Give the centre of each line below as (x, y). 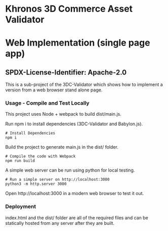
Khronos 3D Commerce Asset (69, 9)
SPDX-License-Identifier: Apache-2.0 (66, 72)
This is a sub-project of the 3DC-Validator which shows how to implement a (84, 85)
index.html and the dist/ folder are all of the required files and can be (77, 218)
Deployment (21, 207)
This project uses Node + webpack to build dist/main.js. (63, 114)
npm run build (20, 161)
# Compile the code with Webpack (40, 156)
